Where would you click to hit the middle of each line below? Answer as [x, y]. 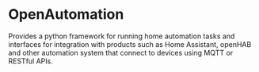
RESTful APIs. [30, 61]
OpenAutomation [66, 14]
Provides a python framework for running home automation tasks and [122, 36]
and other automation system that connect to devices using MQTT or [121, 52]
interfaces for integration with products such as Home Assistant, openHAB [130, 44]
